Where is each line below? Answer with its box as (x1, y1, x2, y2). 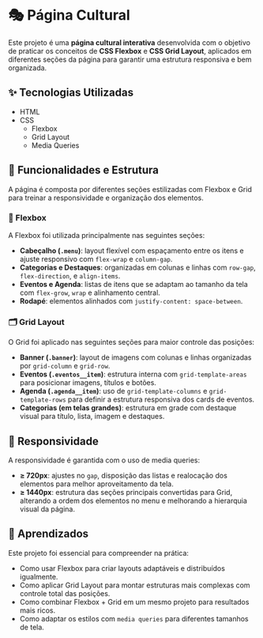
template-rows (19, 396, 66, 404)
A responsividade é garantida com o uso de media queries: (8, 455, 201, 465)
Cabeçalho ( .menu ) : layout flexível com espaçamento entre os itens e (19, 246, 244, 255)
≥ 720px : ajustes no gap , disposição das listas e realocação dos (19, 470, 227, 480)
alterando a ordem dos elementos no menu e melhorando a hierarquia (19, 496, 247, 505)
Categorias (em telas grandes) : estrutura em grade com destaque (19, 403, 237, 413)
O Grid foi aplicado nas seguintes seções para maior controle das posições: (8, 338, 255, 347)
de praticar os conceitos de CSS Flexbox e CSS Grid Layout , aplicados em (8, 46, 252, 55)
